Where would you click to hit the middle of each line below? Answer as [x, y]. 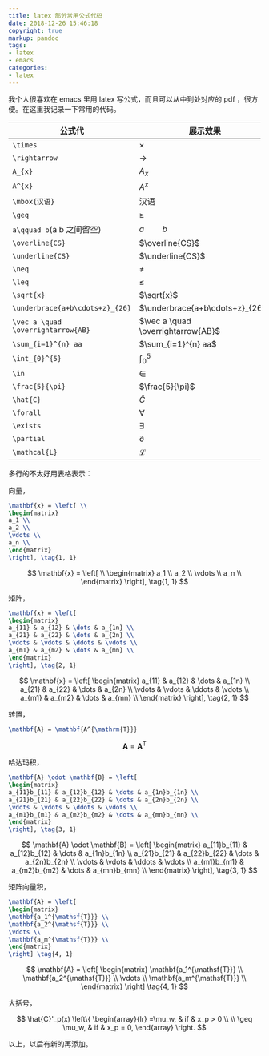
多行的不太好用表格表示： [50, 473]
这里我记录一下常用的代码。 [75, 109]
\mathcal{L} [35, 452]
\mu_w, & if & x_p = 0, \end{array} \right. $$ [134, 1028]
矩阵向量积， [29, 887]
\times [25, 145]
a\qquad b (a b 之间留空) [57, 230]
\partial [29, 438]
